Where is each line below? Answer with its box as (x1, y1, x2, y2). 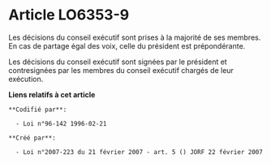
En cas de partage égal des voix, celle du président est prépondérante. (8, 41, 246, 50)
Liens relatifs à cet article (8, 89, 96, 99)
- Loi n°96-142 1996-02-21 (15, 119, 107, 127)
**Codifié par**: (8, 105, 67, 114)
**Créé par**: (8, 134, 57, 142)
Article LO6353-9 (8, 6, 130, 24)
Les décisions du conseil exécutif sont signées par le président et (8, 57, 227, 66)
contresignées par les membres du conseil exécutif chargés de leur (8, 65, 234, 75)
